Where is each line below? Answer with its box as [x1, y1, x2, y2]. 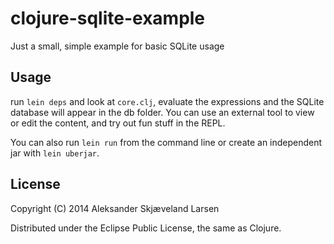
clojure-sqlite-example [10, 7, 206, 30]
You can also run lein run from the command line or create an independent [10, 136, 323, 148]
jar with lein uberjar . [10, 147, 100, 159]
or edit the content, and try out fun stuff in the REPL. [10, 117, 226, 129]
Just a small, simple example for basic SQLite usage [10, 40, 225, 52]
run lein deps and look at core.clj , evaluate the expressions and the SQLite [10, 95, 325, 107]
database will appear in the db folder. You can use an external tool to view [10, 106, 315, 118]
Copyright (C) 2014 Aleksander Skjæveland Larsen [10, 202, 220, 214]
